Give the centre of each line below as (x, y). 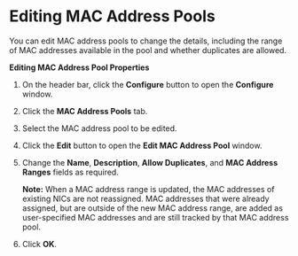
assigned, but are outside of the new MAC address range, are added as (153, 208)
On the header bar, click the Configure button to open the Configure (148, 84)
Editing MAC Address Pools (112, 16)
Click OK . (39, 244)
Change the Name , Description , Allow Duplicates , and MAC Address (150, 162)
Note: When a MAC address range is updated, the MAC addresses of (148, 189)
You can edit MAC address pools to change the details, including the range (146, 41)
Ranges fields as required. (71, 172)
